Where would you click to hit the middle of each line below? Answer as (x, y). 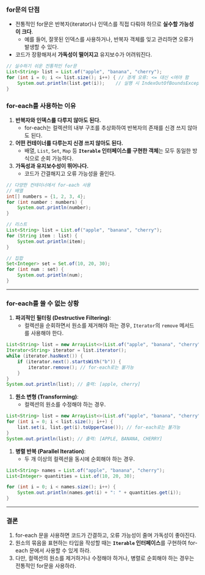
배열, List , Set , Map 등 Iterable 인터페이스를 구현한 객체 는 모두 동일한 (107, 150)
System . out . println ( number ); (54, 208)
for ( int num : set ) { (35, 270)
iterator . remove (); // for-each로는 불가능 (81, 367)
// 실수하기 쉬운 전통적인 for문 (42, 66)
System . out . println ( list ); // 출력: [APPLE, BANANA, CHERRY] (85, 439)
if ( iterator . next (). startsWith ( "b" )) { (69, 361)
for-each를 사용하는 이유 (41, 106)
